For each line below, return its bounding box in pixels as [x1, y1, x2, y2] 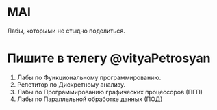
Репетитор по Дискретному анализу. [16, 80, 126, 89]
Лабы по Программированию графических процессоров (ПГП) [16, 87, 203, 96]
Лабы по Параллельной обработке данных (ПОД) [16, 95, 163, 103]
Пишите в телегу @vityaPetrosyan [7, 51, 211, 66]
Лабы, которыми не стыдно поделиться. [7, 27, 125, 35]
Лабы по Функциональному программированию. [16, 73, 162, 81]
